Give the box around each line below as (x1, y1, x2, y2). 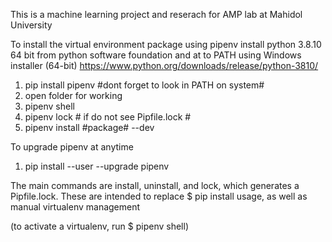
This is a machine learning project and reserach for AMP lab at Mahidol (10, 9, 303, 20)
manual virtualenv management (10, 201, 141, 213)
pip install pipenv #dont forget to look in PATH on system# (24, 79, 265, 91)
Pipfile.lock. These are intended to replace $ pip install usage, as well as (10, 190, 308, 202)
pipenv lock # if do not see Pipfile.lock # (24, 111, 192, 123)
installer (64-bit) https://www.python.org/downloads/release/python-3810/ (10, 60, 319, 71)
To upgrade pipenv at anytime (10, 141, 134, 153)
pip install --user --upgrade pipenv (24, 160, 170, 172)
